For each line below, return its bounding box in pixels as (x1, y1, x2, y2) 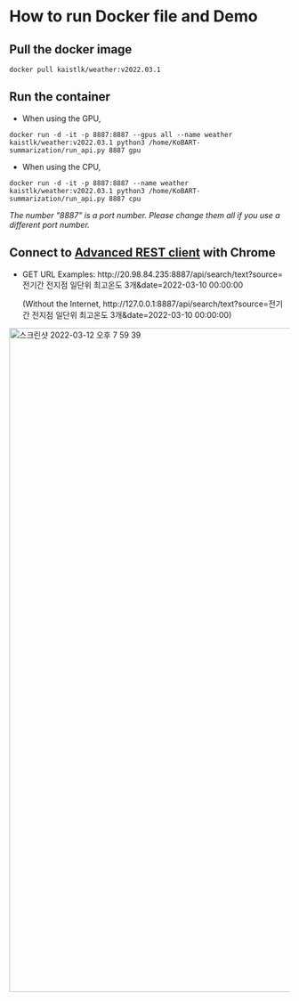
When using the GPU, (21, 113, 101, 124)
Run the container (9, 89, 111, 104)
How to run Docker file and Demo (9, 6, 258, 27)
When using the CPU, (21, 161, 101, 172)
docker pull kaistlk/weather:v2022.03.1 (9, 65, 162, 74)
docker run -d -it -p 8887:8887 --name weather (9, 178, 190, 188)
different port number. (9, 219, 91, 230)
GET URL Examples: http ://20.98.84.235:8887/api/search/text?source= (21, 269, 283, 280)
